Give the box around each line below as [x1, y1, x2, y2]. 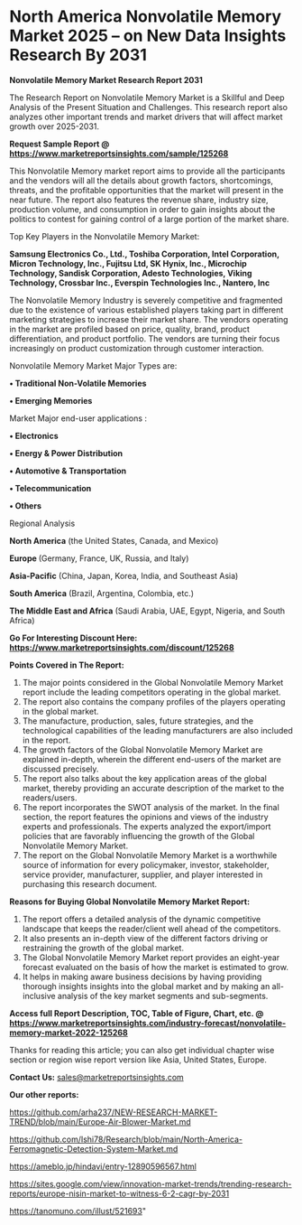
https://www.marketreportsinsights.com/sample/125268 [9, 147, 229, 159]
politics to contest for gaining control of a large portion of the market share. [9, 213, 289, 224]
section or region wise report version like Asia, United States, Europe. [9, 1054, 268, 1065]
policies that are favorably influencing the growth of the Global [22, 830, 255, 841]
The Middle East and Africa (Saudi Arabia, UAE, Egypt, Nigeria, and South [9, 605, 286, 616]
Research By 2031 [9, 45, 147, 65]
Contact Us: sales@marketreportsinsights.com [9, 1071, 185, 1082]
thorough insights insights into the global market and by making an [22, 980, 270, 991]
